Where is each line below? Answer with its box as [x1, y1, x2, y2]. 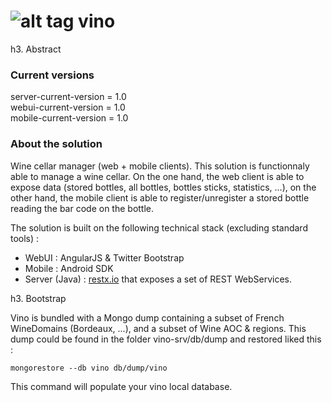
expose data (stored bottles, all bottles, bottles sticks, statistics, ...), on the [10, 181, 317, 193]
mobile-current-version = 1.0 [10, 112, 129, 124]
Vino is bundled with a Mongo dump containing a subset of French [10, 311, 285, 324]
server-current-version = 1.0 [10, 91, 127, 103]
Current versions [10, 68, 95, 82]
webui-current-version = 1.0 [10, 101, 126, 114]
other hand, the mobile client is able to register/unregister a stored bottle [10, 191, 310, 204]
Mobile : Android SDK [24, 262, 114, 274]
